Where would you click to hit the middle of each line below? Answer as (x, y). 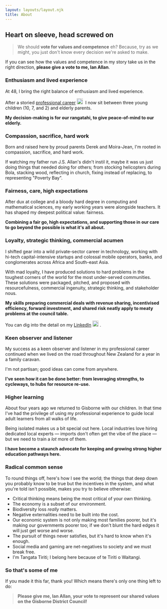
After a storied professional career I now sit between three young (76, 102)
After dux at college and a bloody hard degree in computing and (71, 202)
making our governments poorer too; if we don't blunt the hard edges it (85, 525)
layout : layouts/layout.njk (34, 10)
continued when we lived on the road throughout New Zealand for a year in (82, 354)
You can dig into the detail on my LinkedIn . (53, 325)
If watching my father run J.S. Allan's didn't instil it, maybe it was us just (79, 162)
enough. (21, 541)
